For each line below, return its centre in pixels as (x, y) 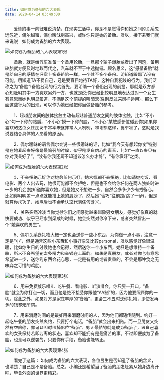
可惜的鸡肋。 (31, 265)
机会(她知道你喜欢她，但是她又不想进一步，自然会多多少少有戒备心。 (87, 189)
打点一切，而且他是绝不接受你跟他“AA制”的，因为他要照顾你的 (91, 292)
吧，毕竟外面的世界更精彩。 (33, 373)
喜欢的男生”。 (29, 224)
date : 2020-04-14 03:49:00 (32, 14)
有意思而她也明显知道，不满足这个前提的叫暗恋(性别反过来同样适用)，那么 (79, 99)
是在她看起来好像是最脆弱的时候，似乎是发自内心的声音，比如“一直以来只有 (81, 150)
